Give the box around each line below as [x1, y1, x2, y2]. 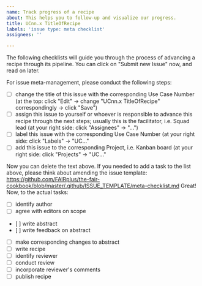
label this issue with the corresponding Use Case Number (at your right [15, 130, 195, 138]
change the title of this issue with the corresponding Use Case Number [15, 91, 195, 98]
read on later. [6, 67, 40, 74]
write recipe [15, 245, 46, 252]
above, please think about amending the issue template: [6, 169, 148, 176]
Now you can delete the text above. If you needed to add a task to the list [6, 163, 191, 170]
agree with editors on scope [15, 208, 86, 215]
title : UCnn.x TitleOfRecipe [6, 20, 81, 26]
